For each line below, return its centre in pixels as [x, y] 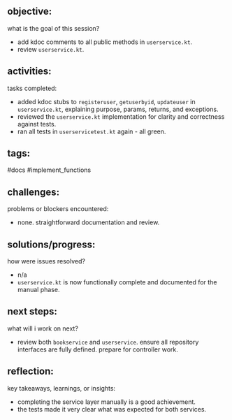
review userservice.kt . [51, 49]
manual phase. [38, 290]
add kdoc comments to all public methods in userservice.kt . [105, 42]
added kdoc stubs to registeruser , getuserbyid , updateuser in [106, 101]
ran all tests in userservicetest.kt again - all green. [92, 131]
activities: [29, 72]
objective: [30, 12]
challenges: [34, 192]
